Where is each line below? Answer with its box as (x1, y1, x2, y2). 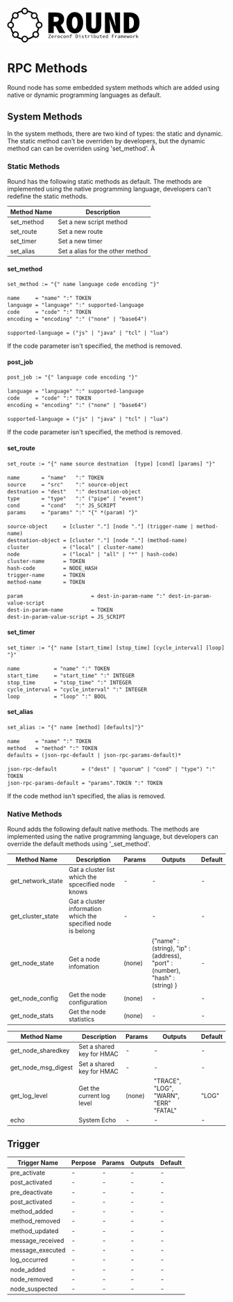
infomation (69, 962, 99, 971)
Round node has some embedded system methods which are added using (7, 83, 220, 91)
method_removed (10, 1217, 61, 1225)
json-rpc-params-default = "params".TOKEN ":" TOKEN (7, 780, 163, 787)
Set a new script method (58, 217, 128, 226)
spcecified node (69, 880, 116, 889)
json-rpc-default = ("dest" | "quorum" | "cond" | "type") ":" (7, 766, 216, 773)
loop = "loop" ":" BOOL (7, 693, 107, 700)
